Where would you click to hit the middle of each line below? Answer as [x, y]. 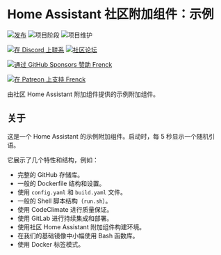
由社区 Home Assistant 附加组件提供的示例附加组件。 [83, 94]
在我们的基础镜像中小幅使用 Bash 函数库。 [78, 235]
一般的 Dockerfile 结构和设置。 [61, 183]
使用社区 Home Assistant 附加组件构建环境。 [81, 226]
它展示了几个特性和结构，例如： [53, 160]
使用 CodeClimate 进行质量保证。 [65, 209]
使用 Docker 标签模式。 [51, 244]
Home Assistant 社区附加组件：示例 [110, 14]
